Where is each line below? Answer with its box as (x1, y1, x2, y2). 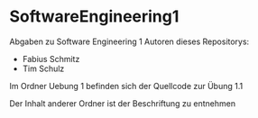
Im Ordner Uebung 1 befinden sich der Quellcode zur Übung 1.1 (9, 80, 244, 91)
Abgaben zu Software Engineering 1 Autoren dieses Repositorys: (9, 36, 250, 47)
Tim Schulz (22, 63, 65, 74)
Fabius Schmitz (22, 53, 80, 64)
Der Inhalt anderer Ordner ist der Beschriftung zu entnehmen (9, 97, 236, 109)
